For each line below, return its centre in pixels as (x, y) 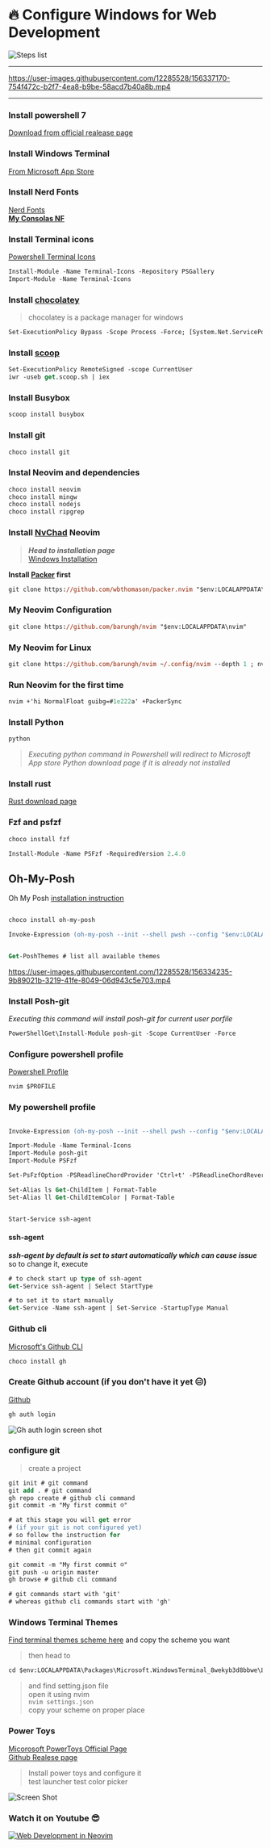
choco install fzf (39, 839)
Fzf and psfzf (35, 823)
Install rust (30, 784)
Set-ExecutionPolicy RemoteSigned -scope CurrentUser (101, 370)
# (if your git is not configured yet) (75, 1527)
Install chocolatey (44, 300)
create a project (54, 1468)
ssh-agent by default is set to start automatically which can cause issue (133, 1255)
